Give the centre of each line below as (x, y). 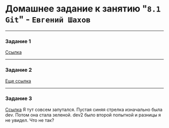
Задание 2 (19, 70)
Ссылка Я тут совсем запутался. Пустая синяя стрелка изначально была (84, 109)
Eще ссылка (18, 81)
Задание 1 (18, 41)
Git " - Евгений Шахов (48, 19)
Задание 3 (19, 98)
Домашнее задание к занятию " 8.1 (83, 9)
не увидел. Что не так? (30, 120)
